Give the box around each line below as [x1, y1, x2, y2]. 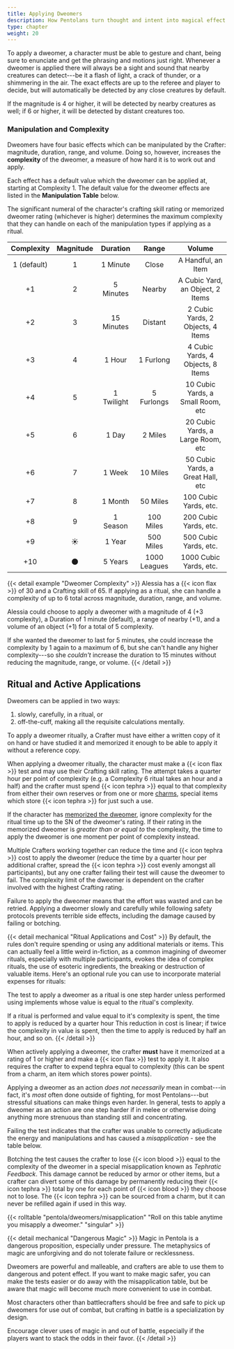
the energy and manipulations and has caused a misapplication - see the [7, 1134, 217, 1143]
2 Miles [142, 430, 167, 440]
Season [103, 521, 128, 531]
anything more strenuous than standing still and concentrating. [7, 1113, 187, 1122]
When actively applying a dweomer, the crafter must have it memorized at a [7, 1048, 225, 1056]
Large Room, [180, 434, 221, 444]
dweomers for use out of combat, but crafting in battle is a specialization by [7, 1306, 224, 1314]
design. [7, 1313, 29, 1322]
